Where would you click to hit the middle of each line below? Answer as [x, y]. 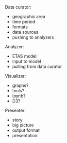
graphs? [20, 85]
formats [20, 27]
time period [24, 22]
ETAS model [24, 56]
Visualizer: [16, 76]
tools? [18, 91]
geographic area [28, 16]
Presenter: [15, 110]
